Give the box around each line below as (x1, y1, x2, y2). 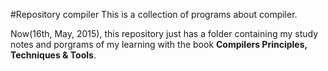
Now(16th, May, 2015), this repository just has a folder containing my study (10, 28, 319, 39)
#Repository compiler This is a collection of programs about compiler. (10, 9, 298, 20)
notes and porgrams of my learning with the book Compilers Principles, (10, 39, 308, 50)
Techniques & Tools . (10, 49, 97, 61)
